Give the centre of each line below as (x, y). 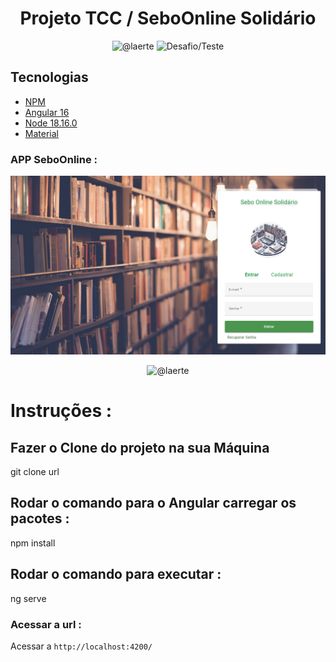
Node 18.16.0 (51, 123)
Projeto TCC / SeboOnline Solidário (168, 18)
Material (41, 133)
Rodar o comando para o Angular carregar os (153, 503)
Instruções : (61, 411)
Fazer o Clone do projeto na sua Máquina (140, 447)
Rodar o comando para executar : (116, 574)
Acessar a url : (46, 624)
